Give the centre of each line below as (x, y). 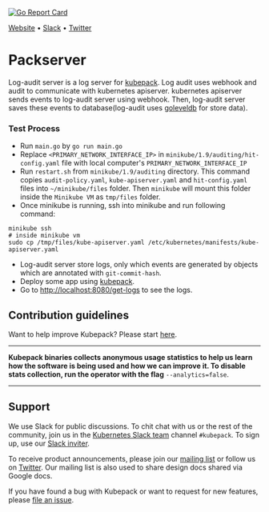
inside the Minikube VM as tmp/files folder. (90, 197)
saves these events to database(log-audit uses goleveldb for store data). (128, 107)
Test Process (34, 128)
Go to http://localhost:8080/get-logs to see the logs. (106, 290)
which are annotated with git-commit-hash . (90, 273)
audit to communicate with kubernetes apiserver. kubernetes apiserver (125, 90)
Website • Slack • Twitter (50, 28)
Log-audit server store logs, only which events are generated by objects (139, 265)
